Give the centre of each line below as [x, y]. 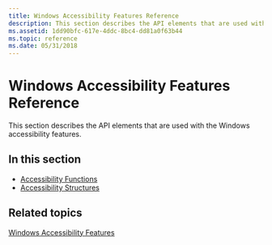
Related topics [45, 213]
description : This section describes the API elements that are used [128, 23]
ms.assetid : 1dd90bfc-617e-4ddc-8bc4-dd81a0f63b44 [96, 31]
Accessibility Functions [59, 179]
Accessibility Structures [59, 188]
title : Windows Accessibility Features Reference [94, 16]
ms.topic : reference [43, 38]
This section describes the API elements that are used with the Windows [129, 125]
